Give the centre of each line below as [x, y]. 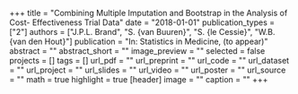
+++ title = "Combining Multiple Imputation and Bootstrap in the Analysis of [149, 13]
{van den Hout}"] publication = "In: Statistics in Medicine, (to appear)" [139, 41]
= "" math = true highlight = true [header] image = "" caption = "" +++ [139, 79]
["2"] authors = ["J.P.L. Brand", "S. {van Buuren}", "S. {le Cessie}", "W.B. [142, 32]
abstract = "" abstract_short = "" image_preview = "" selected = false [137, 51]
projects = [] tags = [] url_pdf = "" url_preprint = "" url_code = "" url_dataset [149, 60]
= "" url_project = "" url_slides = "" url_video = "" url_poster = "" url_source [148, 70]
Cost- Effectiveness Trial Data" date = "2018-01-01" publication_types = [142, 22]
